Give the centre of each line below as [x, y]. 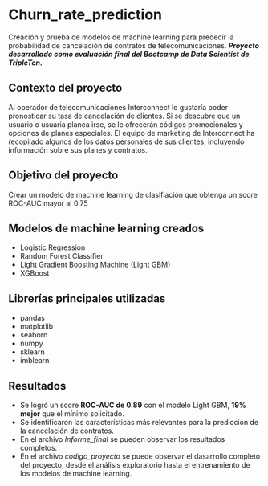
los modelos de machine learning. [76, 473]
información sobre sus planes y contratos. [78, 149]
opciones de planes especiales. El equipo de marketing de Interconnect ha [132, 133]
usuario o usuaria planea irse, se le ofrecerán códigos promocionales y [126, 124]
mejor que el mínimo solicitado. [72, 414]
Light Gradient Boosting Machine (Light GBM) [95, 265]
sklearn [32, 352]
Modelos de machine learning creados [106, 228]
